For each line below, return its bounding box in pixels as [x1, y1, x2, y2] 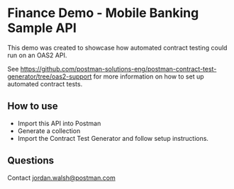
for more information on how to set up [93, 72, 204, 81]
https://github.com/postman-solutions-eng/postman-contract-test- [20, 64, 217, 73]
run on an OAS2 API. [7, 51, 67, 59]
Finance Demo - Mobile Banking [7, 5, 199, 21]
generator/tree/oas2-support [7, 72, 92, 81]
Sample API [7, 20, 77, 36]
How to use [7, 101, 58, 113]
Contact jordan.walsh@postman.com [7, 173, 116, 182]
